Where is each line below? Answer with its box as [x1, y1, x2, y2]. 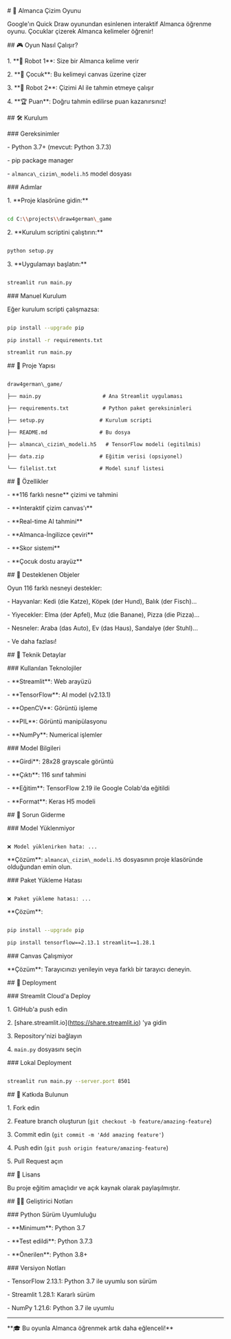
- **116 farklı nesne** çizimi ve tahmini [7, 491, 118, 499]
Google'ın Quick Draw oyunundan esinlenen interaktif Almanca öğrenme [7, 20, 212, 28]
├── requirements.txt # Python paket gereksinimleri [7, 405, 192, 412]
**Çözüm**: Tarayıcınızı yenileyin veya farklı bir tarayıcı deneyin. [7, 965, 192, 973]
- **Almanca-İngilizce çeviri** [7, 531, 94, 539]
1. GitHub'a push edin [7, 1005, 67, 1013]
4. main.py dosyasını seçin [7, 1045, 82, 1053]
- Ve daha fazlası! [7, 637, 57, 646]
